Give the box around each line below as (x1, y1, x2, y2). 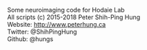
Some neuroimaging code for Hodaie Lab (7, 6, 125, 14)
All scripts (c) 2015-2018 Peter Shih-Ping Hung (7, 13, 141, 21)
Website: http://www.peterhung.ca (7, 21, 106, 28)
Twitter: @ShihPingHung (7, 27, 78, 36)
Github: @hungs (7, 35, 53, 43)
